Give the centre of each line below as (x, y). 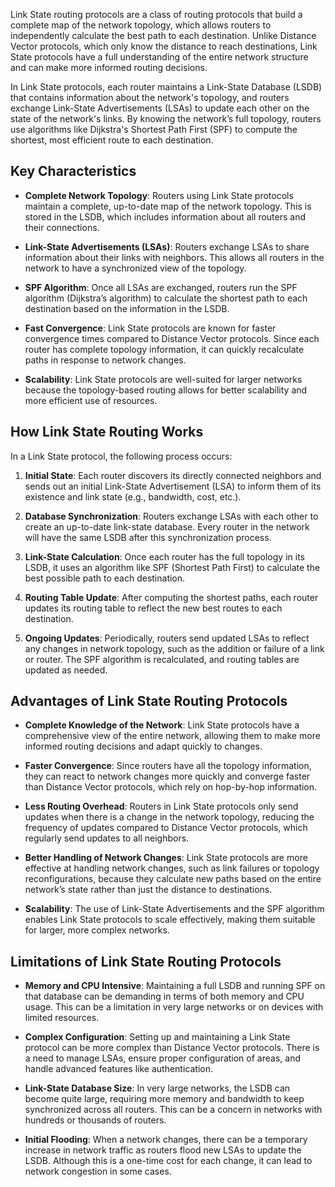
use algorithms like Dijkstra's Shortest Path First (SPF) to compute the (154, 129)
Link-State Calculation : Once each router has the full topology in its (164, 556)
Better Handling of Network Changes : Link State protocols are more (166, 858)
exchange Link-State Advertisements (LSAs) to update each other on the (160, 108)
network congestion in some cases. (98, 1171)
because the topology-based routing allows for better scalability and (166, 390)
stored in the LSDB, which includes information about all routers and (165, 216)
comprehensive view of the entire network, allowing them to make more (172, 736)
